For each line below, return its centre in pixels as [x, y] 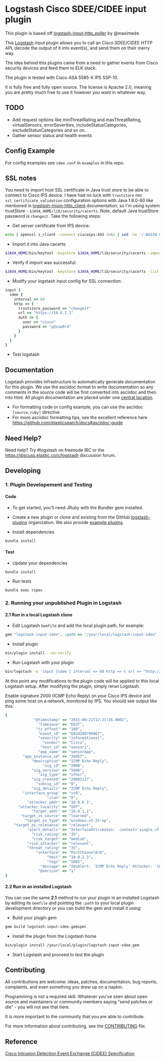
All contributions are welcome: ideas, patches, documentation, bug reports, [82, 982]
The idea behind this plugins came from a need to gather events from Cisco [82, 63]
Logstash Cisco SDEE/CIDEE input [76, 9]
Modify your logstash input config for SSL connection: [67, 281]
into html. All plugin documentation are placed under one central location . [79, 398]
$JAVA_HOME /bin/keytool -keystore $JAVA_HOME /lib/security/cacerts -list [82, 272]
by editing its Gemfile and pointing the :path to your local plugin [69, 903]
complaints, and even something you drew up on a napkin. [64, 987]
